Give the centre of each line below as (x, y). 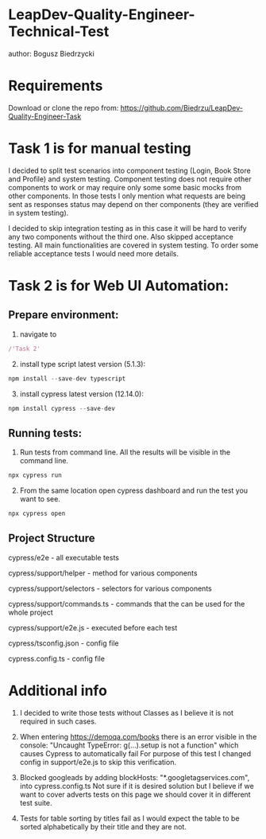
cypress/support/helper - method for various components (103, 573)
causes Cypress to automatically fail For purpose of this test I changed (135, 753)
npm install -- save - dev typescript (67, 379)
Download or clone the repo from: (64, 107)
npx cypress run (35, 475)
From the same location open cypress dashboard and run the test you (134, 490)
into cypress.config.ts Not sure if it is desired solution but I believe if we (137, 786)
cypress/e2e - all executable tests (64, 557)
